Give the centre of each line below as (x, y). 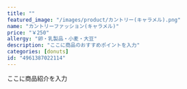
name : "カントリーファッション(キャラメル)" (63, 26)
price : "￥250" (28, 33)
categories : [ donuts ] (38, 52)
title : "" (21, 13)
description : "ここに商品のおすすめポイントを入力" (74, 45)
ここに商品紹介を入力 (37, 78)
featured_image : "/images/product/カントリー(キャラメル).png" (94, 20)
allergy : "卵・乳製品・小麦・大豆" (52, 39)
